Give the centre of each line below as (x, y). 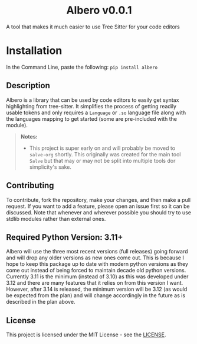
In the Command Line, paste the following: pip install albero (82, 67)
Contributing (30, 186)
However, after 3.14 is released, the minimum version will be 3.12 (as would (97, 289)
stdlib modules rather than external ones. (56, 218)
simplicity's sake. (50, 167)
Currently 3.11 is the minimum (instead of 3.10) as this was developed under (97, 277)
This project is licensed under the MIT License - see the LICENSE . (86, 335)
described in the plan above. (41, 302)
